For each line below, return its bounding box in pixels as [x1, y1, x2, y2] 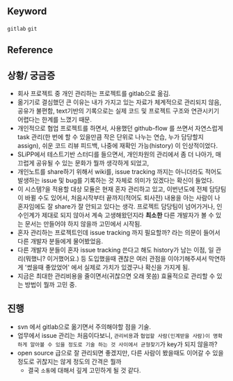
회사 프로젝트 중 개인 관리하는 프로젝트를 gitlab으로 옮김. [17, 90, 171, 98]
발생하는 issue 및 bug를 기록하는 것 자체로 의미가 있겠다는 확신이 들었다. [17, 177, 214, 185]
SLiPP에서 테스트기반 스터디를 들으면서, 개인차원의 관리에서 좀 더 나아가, [17, 150, 214, 159]
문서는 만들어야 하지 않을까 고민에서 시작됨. [24, 220, 143, 228]
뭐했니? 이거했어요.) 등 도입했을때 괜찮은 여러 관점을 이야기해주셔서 [25, 254, 207, 263]
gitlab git [7, 25, 38, 32]
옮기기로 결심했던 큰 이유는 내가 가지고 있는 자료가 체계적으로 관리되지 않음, [17, 98, 222, 106]
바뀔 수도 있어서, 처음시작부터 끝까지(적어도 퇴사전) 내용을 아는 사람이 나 [24, 194, 220, 202]
